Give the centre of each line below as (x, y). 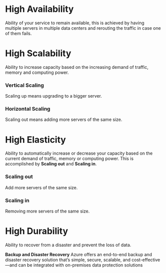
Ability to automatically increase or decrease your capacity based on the (79, 153)
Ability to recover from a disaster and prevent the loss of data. (68, 245)
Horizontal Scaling (28, 109)
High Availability (40, 9)
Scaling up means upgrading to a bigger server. (54, 96)
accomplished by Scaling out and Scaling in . (51, 164)
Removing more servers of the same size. (47, 211)
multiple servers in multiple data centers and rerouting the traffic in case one (83, 28)
